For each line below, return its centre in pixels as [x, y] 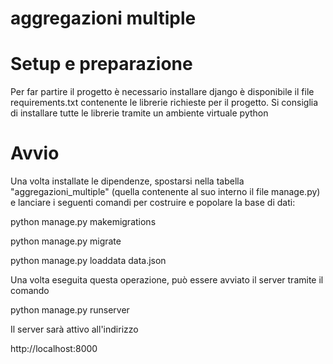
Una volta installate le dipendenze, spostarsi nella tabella [127, 181]
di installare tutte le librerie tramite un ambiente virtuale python [139, 113]
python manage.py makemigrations [83, 222]
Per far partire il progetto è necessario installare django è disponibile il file [162, 92]
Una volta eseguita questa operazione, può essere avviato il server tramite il [167, 280]
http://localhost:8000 [54, 349]
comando [30, 291]
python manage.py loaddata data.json [88, 261]
